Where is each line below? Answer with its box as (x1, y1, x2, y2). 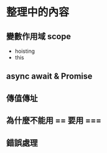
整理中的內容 (6, 5, 70, 19)
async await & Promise (6, 71, 93, 82)
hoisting (14, 47, 35, 55)
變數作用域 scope (6, 31, 71, 41)
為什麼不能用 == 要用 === (6, 115, 102, 126)
